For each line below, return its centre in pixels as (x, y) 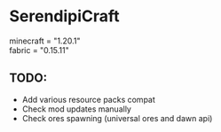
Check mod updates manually (76, 109)
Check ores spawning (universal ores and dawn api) (117, 118)
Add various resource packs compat (88, 99)
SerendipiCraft (64, 16)
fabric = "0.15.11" (39, 50)
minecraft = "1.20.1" (45, 41)
